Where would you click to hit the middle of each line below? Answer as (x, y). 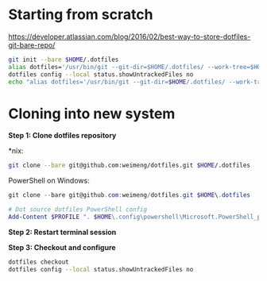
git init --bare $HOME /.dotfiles (64, 60)
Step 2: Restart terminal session (62, 232)
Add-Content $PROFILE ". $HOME (60, 217)
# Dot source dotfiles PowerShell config (78, 210)
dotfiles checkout (39, 262)
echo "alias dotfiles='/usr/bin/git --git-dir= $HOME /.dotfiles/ (117, 82)
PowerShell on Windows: (49, 181)
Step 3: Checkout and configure (62, 247)
